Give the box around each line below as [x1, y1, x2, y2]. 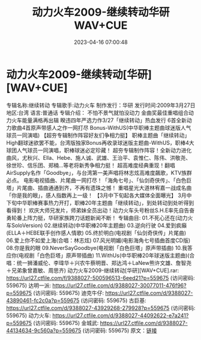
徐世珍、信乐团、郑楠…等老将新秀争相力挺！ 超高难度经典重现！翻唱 [6, 162, 176, 169]
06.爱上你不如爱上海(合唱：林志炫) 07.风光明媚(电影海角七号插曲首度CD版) [6, 237, 191, 244]
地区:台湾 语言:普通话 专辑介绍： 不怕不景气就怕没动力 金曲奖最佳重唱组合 [6, 109, 189, 116]
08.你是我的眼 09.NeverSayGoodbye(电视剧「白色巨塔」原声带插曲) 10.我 [6, 244, 188, 251]
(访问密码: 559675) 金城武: [32, 319, 99, 326]
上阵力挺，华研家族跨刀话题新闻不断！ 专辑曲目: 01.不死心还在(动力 [22, 214, 188, 221]
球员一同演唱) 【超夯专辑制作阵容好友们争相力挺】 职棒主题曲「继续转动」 [6, 132, 190, 139]
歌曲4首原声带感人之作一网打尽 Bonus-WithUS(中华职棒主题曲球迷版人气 [11, 124, 191, 131]
